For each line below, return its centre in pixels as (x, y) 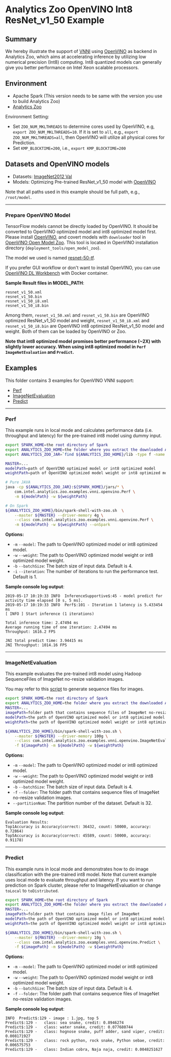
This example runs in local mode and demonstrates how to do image (77, 869)
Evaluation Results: (27, 822)
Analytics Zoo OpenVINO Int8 (69, 9)
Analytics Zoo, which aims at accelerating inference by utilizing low (76, 57)
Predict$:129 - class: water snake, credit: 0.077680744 (69, 1027)
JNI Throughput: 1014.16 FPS (36, 645)
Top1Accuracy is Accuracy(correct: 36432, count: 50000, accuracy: (78, 827)
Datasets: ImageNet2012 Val (42, 176)
